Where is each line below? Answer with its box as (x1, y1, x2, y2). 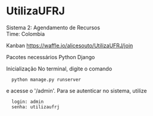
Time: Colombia (6, 30, 45, 37)
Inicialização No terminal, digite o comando (6, 65, 113, 72)
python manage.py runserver (11, 77, 82, 83)
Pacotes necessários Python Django (6, 53, 95, 60)
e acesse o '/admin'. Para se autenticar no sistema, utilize (6, 87, 147, 94)
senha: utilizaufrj (11, 103, 60, 110)
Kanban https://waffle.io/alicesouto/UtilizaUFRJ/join (6, 42, 133, 49)
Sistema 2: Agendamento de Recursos (6, 24, 100, 31)
